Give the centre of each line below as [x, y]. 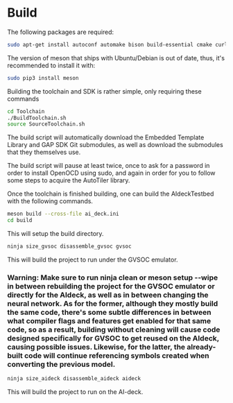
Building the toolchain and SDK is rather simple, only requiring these [105, 91]
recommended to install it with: [51, 65]
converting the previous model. [61, 364]
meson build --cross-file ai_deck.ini [63, 214]
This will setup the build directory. [55, 234]
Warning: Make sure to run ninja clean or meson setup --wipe [113, 277]
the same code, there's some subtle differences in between [109, 312]
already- [201, 347]
